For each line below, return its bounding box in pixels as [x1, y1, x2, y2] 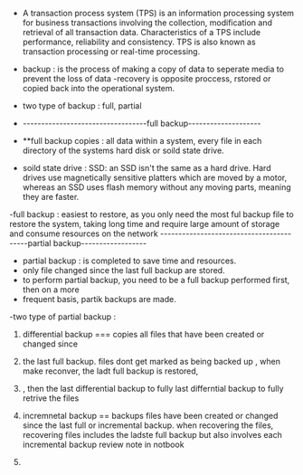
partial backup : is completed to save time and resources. [22, 255, 237, 266]
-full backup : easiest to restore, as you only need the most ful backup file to [9, 209, 294, 220]
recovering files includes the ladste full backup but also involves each [22, 430, 283, 440]
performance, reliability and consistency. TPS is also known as [22, 36, 256, 47]
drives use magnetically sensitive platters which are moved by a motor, [22, 172, 288, 183]
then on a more [22, 284, 80, 295]
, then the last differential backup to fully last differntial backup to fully [22, 384, 284, 394]
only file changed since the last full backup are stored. [22, 265, 225, 275]
